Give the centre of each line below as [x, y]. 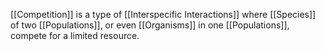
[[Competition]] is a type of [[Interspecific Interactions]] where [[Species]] [163, 14]
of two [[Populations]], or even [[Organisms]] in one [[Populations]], [150, 25]
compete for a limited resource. [75, 35]
